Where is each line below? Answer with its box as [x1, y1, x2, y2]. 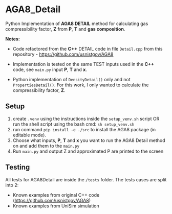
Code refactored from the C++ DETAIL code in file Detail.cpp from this [12, 45, 163, 52]
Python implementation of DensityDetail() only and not [12, 76, 131, 82]
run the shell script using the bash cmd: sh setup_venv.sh [12, 121, 135, 127]
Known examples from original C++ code [12, 192, 100, 198]
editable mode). [12, 132, 46, 138]
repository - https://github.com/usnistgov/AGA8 [12, 51, 114, 57]
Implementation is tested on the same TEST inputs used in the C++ [12, 61, 155, 67]
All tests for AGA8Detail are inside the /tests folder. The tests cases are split [5, 176, 167, 182]
